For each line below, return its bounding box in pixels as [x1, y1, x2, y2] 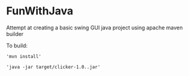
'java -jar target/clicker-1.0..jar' [6, 64, 101, 70]
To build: [6, 42, 28, 49]
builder [6, 30, 24, 37]
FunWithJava [6, 4, 74, 18]
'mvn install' [6, 53, 42, 59]
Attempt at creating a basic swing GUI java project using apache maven [6, 24, 183, 31]
